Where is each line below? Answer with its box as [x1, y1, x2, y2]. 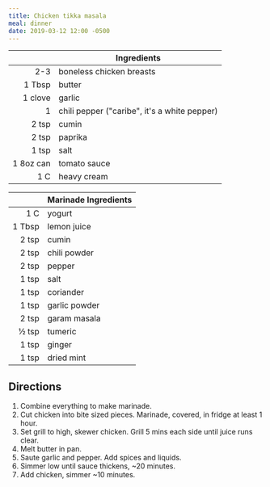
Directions [8, 380, 62, 393]
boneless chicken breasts [58, 66, 156, 78]
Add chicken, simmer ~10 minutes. [19, 470, 136, 480]
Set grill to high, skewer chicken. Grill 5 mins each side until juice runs [19, 427, 253, 437]
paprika [58, 132, 87, 143]
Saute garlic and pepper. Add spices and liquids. [19, 453, 182, 463]
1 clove [23, 92, 51, 103]
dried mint [47, 352, 86, 363]
